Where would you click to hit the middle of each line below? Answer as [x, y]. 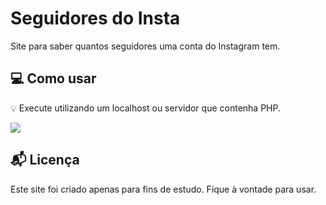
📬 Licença [45, 160]
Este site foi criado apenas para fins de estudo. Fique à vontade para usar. [163, 189]
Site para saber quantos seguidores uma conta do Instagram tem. [145, 46]
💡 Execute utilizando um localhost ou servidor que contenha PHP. [145, 108]
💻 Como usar [53, 78]
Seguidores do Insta [95, 18]
